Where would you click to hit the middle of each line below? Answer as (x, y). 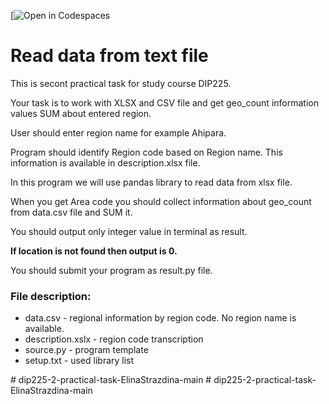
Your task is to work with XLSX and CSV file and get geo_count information (164, 102)
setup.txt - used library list (79, 361)
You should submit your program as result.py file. (111, 270)
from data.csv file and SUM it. (71, 212)
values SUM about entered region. (81, 113)
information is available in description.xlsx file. (105, 162)
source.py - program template (86, 350)
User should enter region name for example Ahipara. (118, 132)
